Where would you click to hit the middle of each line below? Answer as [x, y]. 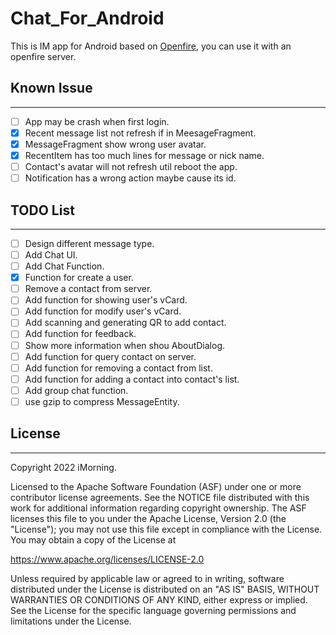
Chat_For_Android [87, 18]
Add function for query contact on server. [110, 356]
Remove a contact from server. [88, 289]
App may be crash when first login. [97, 121]
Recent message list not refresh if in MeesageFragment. [140, 133]
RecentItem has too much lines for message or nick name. [144, 155]
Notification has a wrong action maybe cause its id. [130, 178]
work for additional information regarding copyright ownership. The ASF [158, 508]
